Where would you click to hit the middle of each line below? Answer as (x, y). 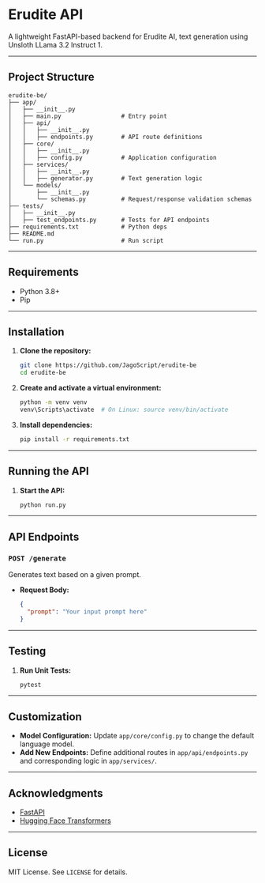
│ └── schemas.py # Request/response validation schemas (130, 199)
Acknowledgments (56, 793)
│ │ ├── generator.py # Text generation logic (105, 178)
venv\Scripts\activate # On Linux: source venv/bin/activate (124, 409)
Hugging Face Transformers (65, 821)
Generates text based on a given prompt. (75, 575)
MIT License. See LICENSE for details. (68, 872)
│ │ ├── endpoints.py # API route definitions (105, 137)
